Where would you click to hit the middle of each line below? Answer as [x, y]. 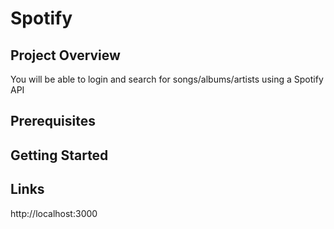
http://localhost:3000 [54, 213]
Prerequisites [53, 121]
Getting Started [59, 155]
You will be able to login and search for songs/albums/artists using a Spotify [167, 79]
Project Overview [65, 55]
